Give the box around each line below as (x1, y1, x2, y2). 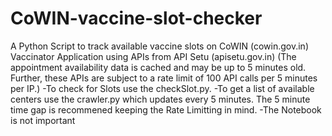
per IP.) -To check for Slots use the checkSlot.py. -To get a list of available (10, 82, 315, 94)
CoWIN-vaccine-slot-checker (10, 7, 263, 30)
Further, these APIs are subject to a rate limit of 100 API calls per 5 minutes (10, 72, 318, 84)
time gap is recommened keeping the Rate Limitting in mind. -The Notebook (10, 103, 322, 116)
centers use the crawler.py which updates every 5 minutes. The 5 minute (10, 93, 311, 105)
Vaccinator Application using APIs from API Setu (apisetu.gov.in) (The (10, 50, 297, 62)
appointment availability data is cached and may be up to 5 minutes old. (10, 61, 307, 73)
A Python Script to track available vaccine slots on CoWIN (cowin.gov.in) (10, 40, 309, 52)
